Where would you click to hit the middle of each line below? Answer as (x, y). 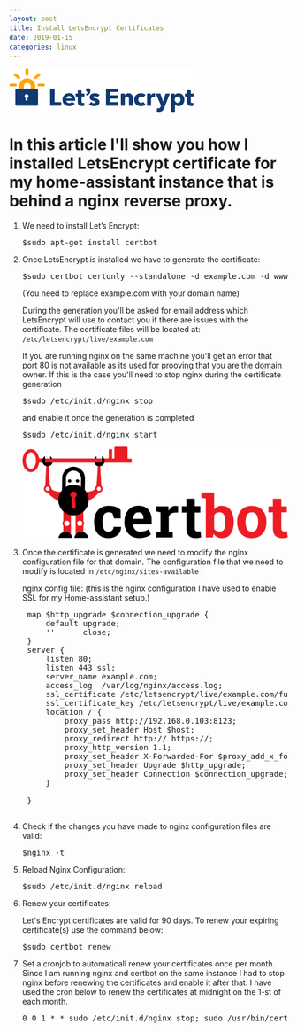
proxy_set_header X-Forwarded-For (139, 756)
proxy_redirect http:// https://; (139, 738)
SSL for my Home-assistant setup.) (86, 597)
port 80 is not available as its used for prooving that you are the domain (152, 365)
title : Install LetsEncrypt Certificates (87, 28)
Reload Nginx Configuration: (73, 869)
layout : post (33, 19)
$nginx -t (43, 852)
